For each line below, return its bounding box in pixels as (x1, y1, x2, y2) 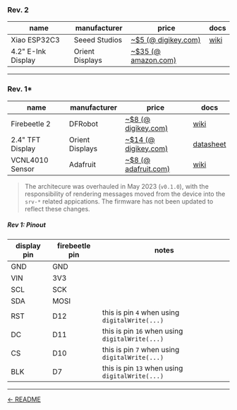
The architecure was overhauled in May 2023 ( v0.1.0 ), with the (24, 182, 209, 190)
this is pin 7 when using (102, 344, 180, 354)
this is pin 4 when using (102, 307, 180, 317)
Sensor (11, 164, 35, 174)
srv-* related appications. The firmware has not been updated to (24, 197, 214, 206)
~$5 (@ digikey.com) (130, 35, 201, 45)
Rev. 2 (7, 5, 30, 15)
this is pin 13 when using (102, 363, 183, 373)
